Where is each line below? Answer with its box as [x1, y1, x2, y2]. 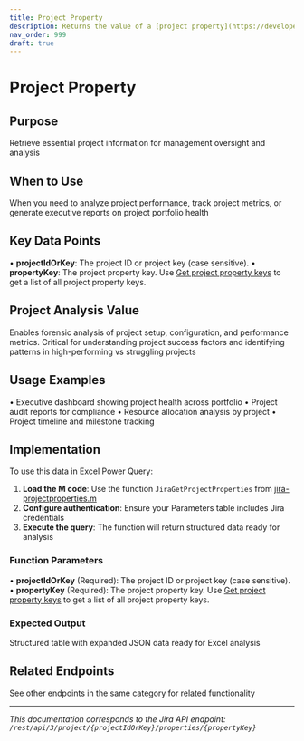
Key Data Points [9, 233, 101, 249]
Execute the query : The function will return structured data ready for [22, 522, 280, 533]
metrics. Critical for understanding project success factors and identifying [9, 336, 285, 347]
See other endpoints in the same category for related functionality [9, 688, 255, 698]
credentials [22, 513, 65, 524]
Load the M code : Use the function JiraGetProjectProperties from [22, 484, 273, 495]
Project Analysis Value [9, 303, 140, 318]
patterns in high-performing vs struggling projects [9, 346, 196, 357]
